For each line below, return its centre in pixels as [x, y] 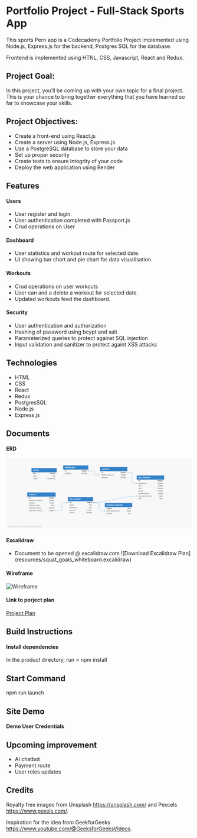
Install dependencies [32, 646]
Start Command [36, 678]
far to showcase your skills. [39, 103]
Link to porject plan [30, 600]
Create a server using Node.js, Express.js [65, 142]
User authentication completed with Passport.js [72, 221]
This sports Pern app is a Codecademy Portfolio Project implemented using [98, 40]
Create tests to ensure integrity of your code [68, 161]
